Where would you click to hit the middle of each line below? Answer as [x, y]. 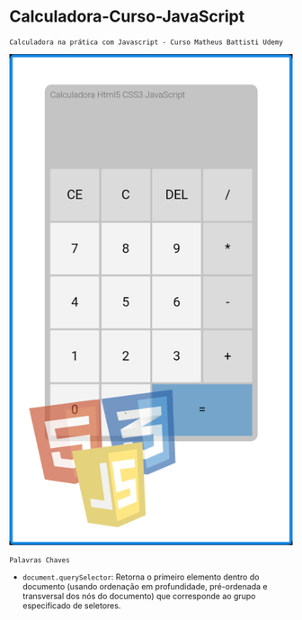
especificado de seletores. [71, 606]
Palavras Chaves [40, 561]
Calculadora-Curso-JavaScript [127, 17]
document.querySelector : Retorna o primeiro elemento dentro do [141, 577]
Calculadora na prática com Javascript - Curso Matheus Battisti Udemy [146, 42]
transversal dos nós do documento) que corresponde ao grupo [139, 597]
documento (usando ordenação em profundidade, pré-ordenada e [145, 587]
